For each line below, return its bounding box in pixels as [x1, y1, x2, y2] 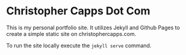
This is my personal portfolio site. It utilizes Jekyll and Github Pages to [6, 24, 181, 31]
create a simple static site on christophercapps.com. [6, 30, 137, 37]
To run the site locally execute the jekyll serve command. [6, 42, 152, 49]
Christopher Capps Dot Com [6, 4, 150, 18]
